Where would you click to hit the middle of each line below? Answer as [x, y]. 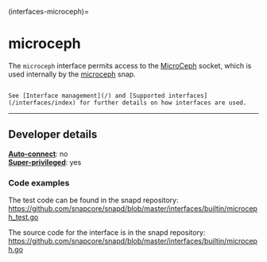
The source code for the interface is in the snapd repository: [107, 233]
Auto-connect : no [38, 154]
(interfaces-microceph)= [49, 12]
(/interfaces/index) [43, 103]
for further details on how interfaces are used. [163, 103]
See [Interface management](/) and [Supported [87, 96]
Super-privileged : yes [45, 162]
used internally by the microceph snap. [72, 74]
